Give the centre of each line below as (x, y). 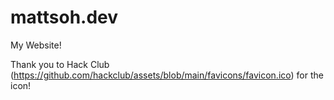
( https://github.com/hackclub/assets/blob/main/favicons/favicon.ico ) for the (167, 75)
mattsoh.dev (64, 17)
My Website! (36, 45)
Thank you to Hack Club (60, 64)
